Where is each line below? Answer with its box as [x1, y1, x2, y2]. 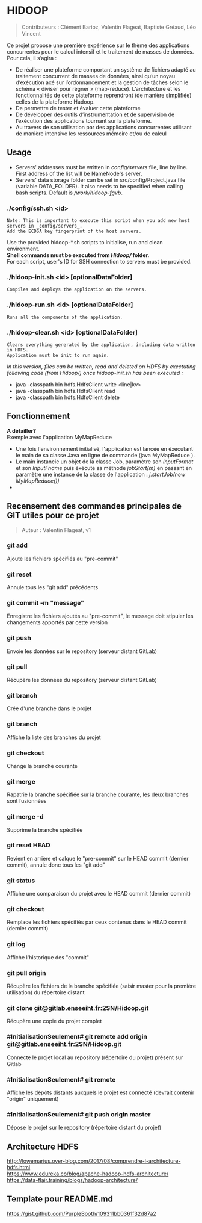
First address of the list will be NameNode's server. [15, 170, 143, 177]
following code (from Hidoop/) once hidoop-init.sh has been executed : [7, 369, 183, 376]
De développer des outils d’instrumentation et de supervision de [15, 111, 175, 118]
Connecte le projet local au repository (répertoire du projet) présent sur [7, 1054, 183, 1061]
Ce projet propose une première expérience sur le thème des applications [7, 42, 190, 49]
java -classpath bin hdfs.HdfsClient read [15, 387, 116, 394]
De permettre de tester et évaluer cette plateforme [15, 104, 141, 111]
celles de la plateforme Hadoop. [15, 98, 95, 105]
